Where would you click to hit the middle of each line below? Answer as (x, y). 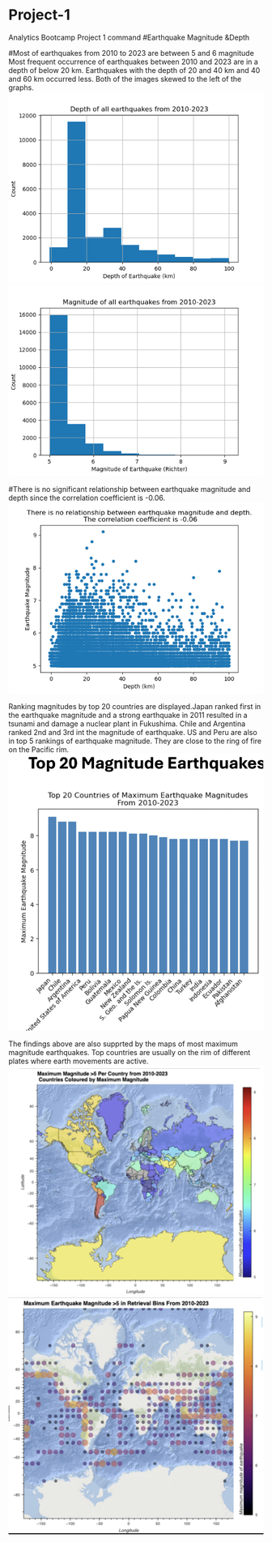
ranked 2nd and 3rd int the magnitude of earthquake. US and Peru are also (133, 732)
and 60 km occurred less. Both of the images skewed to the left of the (125, 79)
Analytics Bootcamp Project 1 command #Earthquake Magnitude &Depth (129, 37)
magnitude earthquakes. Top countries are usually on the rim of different (130, 1052)
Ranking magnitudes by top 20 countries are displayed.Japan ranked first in (135, 706)
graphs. (21, 88)
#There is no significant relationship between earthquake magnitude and (130, 489)
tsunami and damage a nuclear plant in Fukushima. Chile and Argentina (127, 724)
